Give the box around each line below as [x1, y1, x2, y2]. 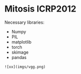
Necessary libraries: [4, 19, 44, 25]
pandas [11, 54, 27, 60]
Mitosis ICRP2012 [4, 3, 77, 15]
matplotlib [11, 39, 32, 44]
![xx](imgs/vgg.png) [4, 64, 46, 69]
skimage [11, 49, 29, 55]
